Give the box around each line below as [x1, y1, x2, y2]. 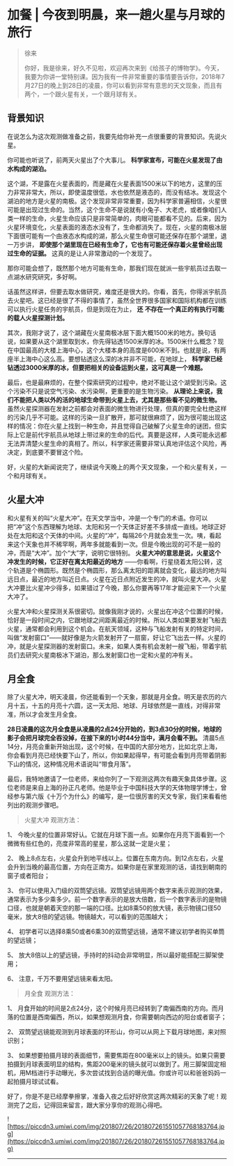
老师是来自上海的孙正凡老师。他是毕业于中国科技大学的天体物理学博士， [13, 784, 221, 792]
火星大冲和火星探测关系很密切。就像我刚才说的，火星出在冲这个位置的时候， [7, 607, 227, 615]
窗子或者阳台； [7, 872, 50, 880]
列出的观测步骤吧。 [7, 801, 63, 809]
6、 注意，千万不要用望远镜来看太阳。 [7, 975, 117, 983]
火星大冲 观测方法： [24, 816, 81, 824]
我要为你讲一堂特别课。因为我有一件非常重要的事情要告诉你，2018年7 [24, 72, 225, 81]
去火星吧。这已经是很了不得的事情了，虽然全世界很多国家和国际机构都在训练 [7, 296, 227, 304]
